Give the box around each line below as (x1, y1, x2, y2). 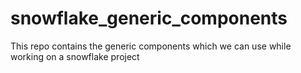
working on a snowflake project (10, 50, 140, 62)
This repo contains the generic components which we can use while (10, 40, 292, 52)
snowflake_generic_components (10, 7, 288, 30)
